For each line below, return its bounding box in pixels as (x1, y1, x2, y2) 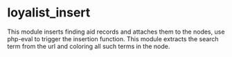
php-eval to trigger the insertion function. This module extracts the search (7, 34, 220, 43)
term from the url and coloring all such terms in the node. (7, 42, 170, 50)
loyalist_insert (7, 5, 91, 21)
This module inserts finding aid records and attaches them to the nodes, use (7, 27, 225, 36)
